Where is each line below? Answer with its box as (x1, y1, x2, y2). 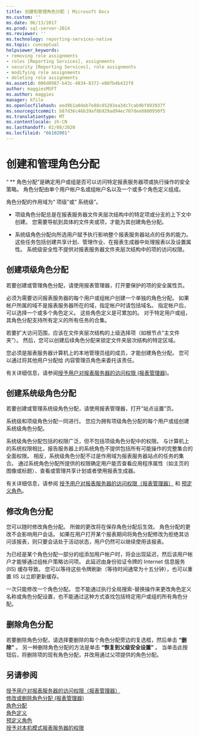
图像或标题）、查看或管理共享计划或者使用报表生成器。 (6, 467, 139, 475)
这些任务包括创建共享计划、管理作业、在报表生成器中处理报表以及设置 (14, 238, 187, 245)
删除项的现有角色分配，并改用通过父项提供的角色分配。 (26, 651, 162, 659)
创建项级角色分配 (6, 265, 69, 275)
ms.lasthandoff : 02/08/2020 (6, 125, 76, 131)
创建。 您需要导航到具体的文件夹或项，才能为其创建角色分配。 (14, 218, 167, 225)
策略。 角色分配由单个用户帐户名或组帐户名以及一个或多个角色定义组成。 (6, 185, 184, 193)
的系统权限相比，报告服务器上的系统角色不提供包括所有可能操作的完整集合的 (6, 445, 193, 452)
